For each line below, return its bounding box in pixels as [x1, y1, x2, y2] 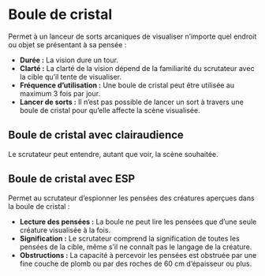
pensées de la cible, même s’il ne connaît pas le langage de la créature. [19, 242, 252, 252]
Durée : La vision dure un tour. [19, 55, 118, 65]
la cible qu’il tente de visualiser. [19, 72, 122, 81]
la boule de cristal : [8, 201, 70, 211]
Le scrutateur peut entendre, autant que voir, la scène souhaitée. [8, 149, 218, 159]
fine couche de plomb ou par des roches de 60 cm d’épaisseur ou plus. [19, 259, 252, 268]
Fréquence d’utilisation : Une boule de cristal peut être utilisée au [19, 80, 235, 90]
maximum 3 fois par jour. [19, 88, 101, 98]
